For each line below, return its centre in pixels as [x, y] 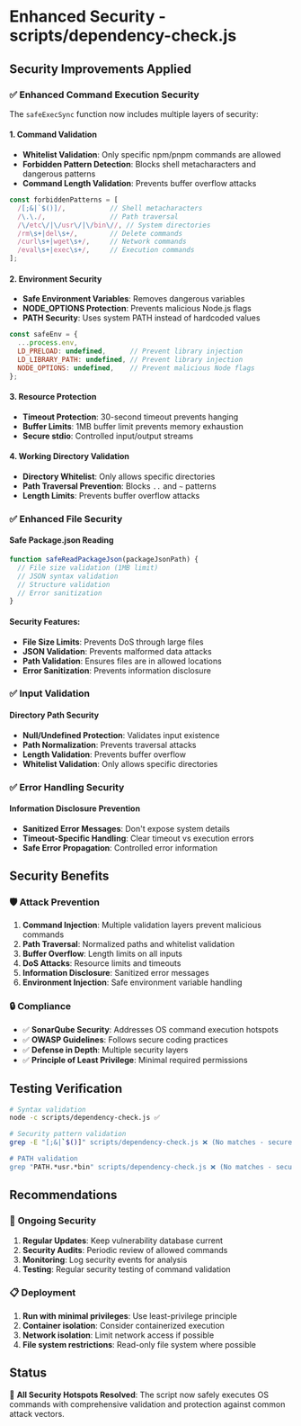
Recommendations [63, 1195]
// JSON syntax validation [68, 576]
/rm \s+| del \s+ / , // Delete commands [100, 233]
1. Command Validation [53, 135]
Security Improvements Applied [100, 69]
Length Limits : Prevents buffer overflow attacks [111, 495]
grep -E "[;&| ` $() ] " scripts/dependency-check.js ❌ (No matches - [137, 1142]
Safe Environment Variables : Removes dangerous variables [133, 299]
